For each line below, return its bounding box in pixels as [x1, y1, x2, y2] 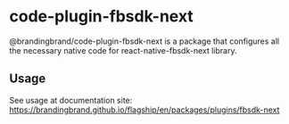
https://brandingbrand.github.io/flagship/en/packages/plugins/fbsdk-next [9, 104, 280, 115]
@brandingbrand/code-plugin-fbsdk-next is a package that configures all [9, 36, 279, 46]
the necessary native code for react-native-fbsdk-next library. [9, 45, 237, 55]
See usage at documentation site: [9, 95, 133, 105]
